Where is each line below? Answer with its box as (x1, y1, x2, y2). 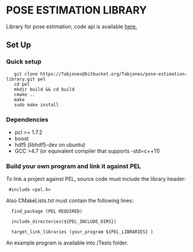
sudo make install (13, 102, 59, 107)
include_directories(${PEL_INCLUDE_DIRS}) (11, 219, 117, 225)
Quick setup (6, 58, 42, 66)
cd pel (13, 81, 31, 87)
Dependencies (6, 115, 49, 123)
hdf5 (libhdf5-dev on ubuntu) (14, 141, 86, 148)
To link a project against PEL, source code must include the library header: (6, 176, 186, 183)
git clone (13, 71, 38, 77)
